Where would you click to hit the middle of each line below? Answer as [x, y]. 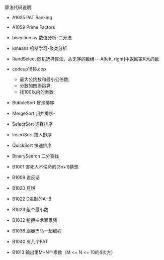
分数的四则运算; [36, 85]
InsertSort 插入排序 [32, 135]
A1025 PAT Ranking [32, 17]
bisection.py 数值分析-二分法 [42, 37]
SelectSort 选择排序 [32, 124]
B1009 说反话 [26, 177]
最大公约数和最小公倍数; [45, 79]
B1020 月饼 [24, 188]
